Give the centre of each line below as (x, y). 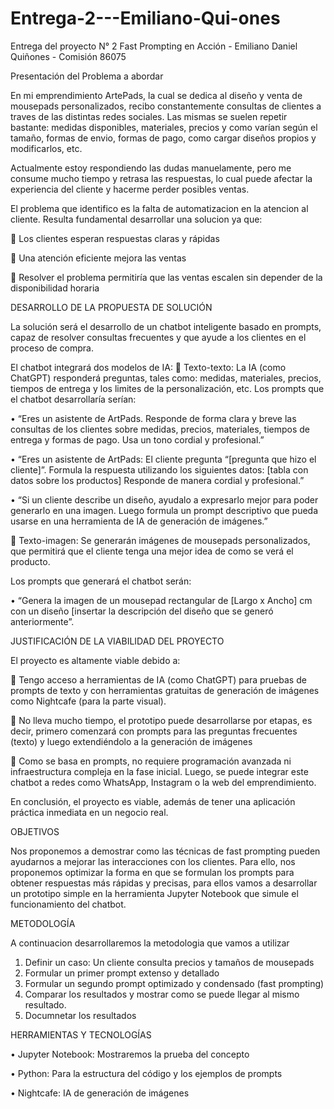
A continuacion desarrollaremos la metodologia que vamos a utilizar (150, 943)
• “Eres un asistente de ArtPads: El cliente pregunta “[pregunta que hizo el (163, 459)
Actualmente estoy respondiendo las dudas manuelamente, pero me (151, 168)
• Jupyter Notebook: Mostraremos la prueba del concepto (130, 1054)
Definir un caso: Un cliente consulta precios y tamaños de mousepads (169, 962)
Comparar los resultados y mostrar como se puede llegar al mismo (162, 994)
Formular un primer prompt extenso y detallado (122, 973)
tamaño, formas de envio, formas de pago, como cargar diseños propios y (163, 138)
